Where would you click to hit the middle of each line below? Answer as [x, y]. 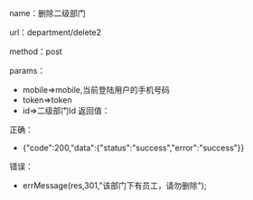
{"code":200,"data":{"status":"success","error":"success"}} [133, 148]
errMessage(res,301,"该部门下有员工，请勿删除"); [114, 186]
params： [28, 71]
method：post [36, 51]
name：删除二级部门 [47, 13]
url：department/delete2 [56, 32]
